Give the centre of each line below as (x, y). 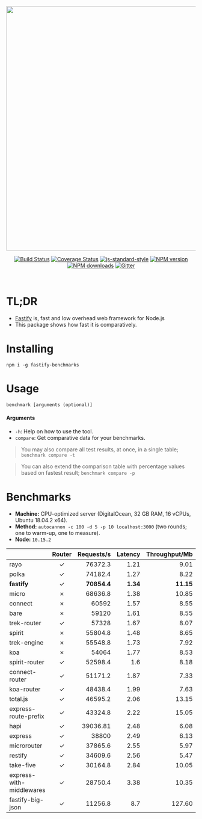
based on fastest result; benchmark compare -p (78, 473)
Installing (30, 349)
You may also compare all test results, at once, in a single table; (99, 450)
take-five (23, 765)
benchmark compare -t (48, 456)
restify (18, 755)
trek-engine (26, 642)
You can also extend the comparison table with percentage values (103, 466)
